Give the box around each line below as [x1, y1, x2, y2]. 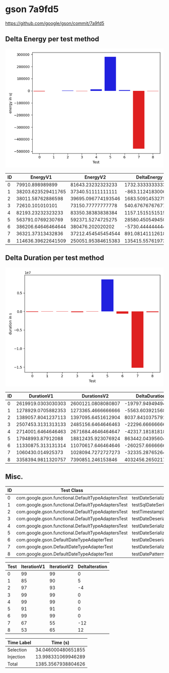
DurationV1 [29, 393, 54, 399]
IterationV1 [21, 564, 45, 570]
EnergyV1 [30, 174, 52, 180]
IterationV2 [49, 564, 74, 570]
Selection [7, 647, 27, 653]
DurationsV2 [81, 393, 109, 399]
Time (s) [51, 639, 69, 645]
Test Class [60, 487, 83, 493]
